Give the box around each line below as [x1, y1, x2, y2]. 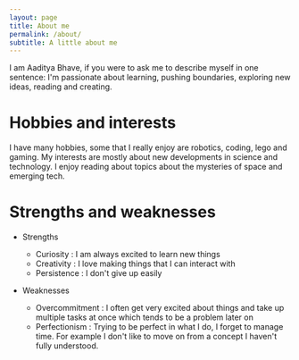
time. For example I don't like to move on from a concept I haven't [35, 331, 278, 342]
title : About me [9, 21, 70, 30]
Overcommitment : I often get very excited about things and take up [35, 303, 285, 314]
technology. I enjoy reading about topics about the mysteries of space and [9, 162, 283, 172]
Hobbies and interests [9, 113, 177, 133]
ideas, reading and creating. [9, 81, 113, 92]
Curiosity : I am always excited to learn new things [35, 249, 220, 260]
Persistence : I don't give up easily [35, 268, 162, 279]
